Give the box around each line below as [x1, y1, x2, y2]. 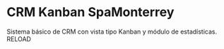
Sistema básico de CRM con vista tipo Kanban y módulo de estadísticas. [6, 27, 218, 36]
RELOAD [6, 34, 31, 43]
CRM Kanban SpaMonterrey [6, 4, 175, 20]
